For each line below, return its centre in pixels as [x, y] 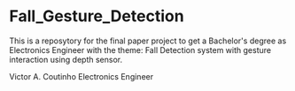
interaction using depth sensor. [66, 59]
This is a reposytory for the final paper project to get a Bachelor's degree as [148, 41]
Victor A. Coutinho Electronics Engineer [81, 76]
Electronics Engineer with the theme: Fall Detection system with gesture [140, 49]
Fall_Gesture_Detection [97, 16]
